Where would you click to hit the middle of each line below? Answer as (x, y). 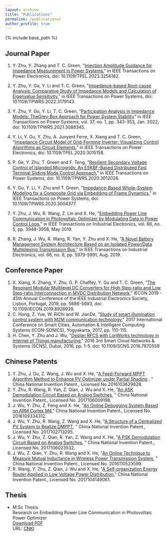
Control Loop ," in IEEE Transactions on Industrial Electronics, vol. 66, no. (86, 224)
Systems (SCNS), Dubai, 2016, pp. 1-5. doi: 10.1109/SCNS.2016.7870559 (86, 346)
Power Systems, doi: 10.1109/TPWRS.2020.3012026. (66, 178)
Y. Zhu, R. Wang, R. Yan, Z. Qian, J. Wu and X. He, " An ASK (73, 390)
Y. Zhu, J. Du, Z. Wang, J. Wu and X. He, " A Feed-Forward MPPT (79, 374)
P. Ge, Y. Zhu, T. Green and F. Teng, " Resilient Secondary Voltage (80, 162)
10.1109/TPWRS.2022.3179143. (44, 102)
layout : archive (22, 10)
